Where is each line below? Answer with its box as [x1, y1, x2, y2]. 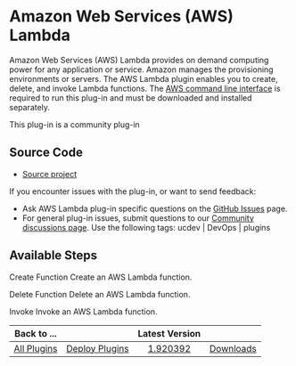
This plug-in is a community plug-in [9, 118, 140, 130]
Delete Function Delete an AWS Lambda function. [9, 289, 191, 299]
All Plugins [13, 342, 58, 354]
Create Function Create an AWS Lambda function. [9, 272, 193, 282]
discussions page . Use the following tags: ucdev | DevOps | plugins [21, 222, 271, 232]
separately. [9, 102, 51, 112]
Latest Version [137, 327, 201, 339]
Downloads [209, 342, 257, 354]
